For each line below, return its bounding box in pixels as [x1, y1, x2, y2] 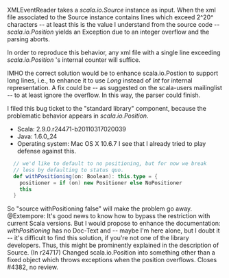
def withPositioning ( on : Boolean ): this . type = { [13, 173, 158, 180]
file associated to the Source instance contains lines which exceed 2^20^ [7, 13, 214, 21]
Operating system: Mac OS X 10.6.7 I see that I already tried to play [16, 140, 206, 147]
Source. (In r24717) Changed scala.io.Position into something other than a [7, 248, 216, 257]
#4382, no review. [7, 263, 58, 271]
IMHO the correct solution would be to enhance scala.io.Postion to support [7, 69, 218, 77]
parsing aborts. [7, 35, 50, 43]
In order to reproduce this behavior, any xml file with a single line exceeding [7, 48, 221, 56]
